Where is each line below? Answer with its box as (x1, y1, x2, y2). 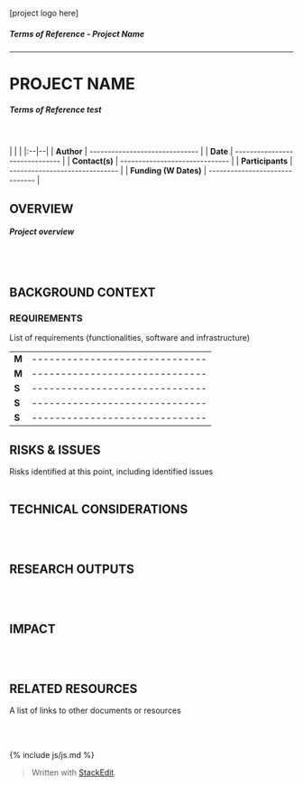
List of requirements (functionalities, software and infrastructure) (9, 332, 251, 343)
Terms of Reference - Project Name (9, 28, 145, 39)
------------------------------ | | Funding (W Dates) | (9, 165, 207, 176)
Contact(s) (71, 155, 115, 166)
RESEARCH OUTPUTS (9, 562, 134, 577)
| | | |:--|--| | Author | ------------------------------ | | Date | (9, 146, 234, 157)
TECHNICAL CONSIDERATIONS (9, 501, 188, 518)
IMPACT (9, 622, 56, 636)
